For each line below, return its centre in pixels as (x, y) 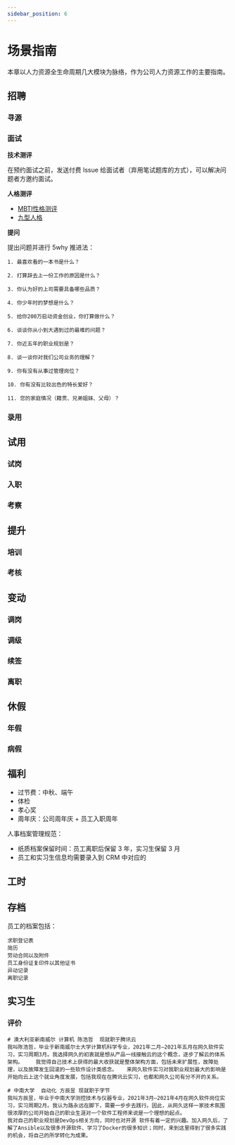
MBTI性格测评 (37, 209)
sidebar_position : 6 (38, 14)
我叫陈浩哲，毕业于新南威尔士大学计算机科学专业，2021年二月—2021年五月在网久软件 (113, 1047)
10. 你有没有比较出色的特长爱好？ (50, 385)
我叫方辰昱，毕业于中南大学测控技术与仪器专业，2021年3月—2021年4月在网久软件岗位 (114, 1098)
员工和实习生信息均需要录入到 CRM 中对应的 (82, 857)
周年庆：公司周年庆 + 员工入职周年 (68, 818)
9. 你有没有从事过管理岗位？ (44, 371)
